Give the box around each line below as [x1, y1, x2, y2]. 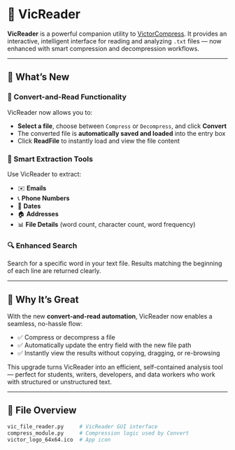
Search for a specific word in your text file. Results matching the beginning [7, 259, 222, 268]
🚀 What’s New [7, 71, 70, 83]
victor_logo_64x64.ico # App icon [7, 436, 111, 443]
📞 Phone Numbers [17, 194, 70, 202]
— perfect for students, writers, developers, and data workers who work [7, 370, 215, 379]
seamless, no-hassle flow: [7, 320, 83, 328]
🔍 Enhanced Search [7, 241, 78, 251]
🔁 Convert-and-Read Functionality [7, 92, 127, 102]
